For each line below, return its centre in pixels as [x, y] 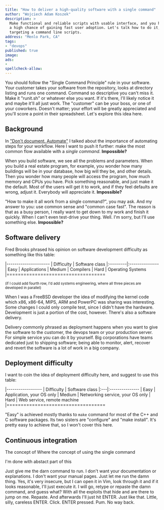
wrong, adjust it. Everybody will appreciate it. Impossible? [63, 192]
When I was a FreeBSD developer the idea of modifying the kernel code [77, 297]
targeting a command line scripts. [46, 32]
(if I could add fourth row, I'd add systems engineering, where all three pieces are [73, 283]
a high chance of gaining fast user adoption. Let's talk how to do [81, 28]
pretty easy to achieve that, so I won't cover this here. [59, 425]
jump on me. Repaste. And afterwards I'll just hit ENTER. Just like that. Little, [81, 497]
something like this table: [30, 254]
